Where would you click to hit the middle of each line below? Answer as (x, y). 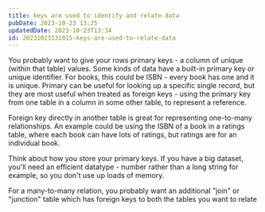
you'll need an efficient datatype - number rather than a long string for (123, 167)
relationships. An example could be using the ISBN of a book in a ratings (127, 126)
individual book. (35, 143)
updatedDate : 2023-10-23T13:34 (60, 30)
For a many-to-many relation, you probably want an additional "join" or (124, 191)
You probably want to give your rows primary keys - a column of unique (126, 60)
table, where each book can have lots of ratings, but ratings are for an (123, 135)
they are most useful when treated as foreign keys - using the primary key (130, 94)
